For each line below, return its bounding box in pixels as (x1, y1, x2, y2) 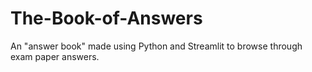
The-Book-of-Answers (10, 7, 203, 30)
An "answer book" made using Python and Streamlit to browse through (10, 40, 303, 52)
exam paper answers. (10, 50, 100, 62)
